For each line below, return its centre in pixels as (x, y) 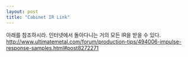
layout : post (22, 12)
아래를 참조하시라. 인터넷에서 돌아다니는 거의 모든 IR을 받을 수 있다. (84, 35)
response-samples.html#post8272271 (52, 47)
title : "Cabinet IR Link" (38, 17)
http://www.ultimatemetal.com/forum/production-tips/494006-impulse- (94, 42)
